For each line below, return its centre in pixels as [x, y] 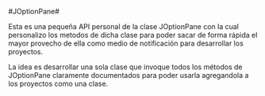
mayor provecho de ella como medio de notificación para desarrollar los [126, 43]
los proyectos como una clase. [58, 83]
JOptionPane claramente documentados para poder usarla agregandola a [129, 75]
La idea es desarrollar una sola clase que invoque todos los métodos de [125, 67]
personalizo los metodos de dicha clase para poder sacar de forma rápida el [133, 35]
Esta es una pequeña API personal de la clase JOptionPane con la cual [124, 26]
